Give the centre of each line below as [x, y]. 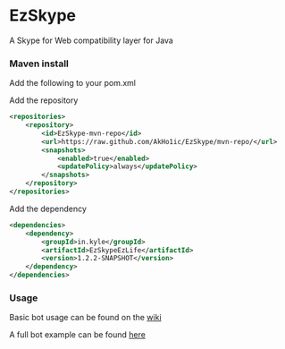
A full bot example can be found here [77, 335]
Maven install [39, 64]
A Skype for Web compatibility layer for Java [92, 40]
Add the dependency [48, 209]
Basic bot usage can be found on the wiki [86, 318]
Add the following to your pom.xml [73, 83]
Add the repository [44, 100]
